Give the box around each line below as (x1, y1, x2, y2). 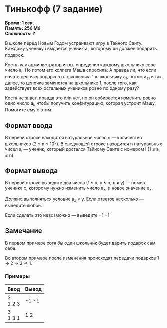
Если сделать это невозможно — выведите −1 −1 (5, 212, 110, 218)
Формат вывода (5, 166, 58, 175)
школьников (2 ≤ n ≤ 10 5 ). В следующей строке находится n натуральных (5, 140, 162, 147)
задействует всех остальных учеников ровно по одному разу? (5, 85, 140, 91)
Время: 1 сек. (5, 20, 34, 26)
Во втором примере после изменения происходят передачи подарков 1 (5, 255, 159, 261)
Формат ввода (5, 121, 53, 130)
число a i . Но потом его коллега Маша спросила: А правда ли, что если (5, 67, 156, 74)
